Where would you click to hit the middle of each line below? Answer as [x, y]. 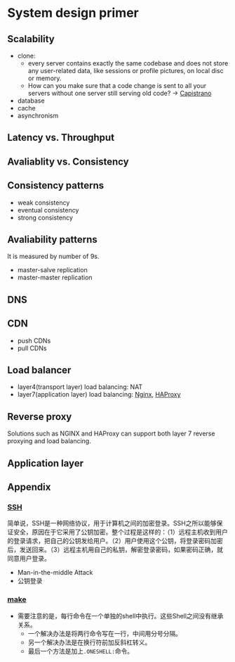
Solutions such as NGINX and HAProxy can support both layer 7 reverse [111, 433]
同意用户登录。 [29, 559]
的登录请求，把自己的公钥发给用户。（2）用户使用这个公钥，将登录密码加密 [115, 541]
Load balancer [39, 370]
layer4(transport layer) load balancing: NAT [80, 387]
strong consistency [45, 217]
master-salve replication [52, 270]
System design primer [73, 13]
